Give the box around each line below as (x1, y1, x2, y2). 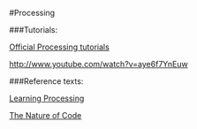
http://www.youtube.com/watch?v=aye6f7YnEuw (9, 59, 188, 69)
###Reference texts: (9, 76, 84, 87)
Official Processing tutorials (9, 42, 110, 52)
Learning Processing (9, 93, 85, 103)
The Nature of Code (9, 110, 82, 120)
